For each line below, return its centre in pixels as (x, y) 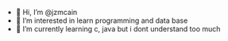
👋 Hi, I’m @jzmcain (46, 12)
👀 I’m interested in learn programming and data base (102, 20)
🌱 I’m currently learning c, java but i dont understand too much (118, 29)
